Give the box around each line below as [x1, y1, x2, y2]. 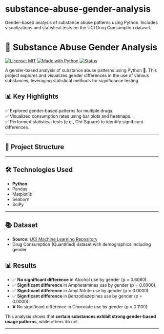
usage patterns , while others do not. [5, 318, 79, 324]
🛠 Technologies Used [5, 166, 73, 174]
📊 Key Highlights [5, 93, 59, 101]
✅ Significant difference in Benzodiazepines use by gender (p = [12, 293, 143, 299]
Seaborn [12, 196, 30, 203]
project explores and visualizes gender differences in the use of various [5, 72, 149, 78]
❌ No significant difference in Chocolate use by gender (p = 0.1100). [12, 303, 149, 310]
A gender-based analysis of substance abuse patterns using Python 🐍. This [5, 67, 157, 73]
